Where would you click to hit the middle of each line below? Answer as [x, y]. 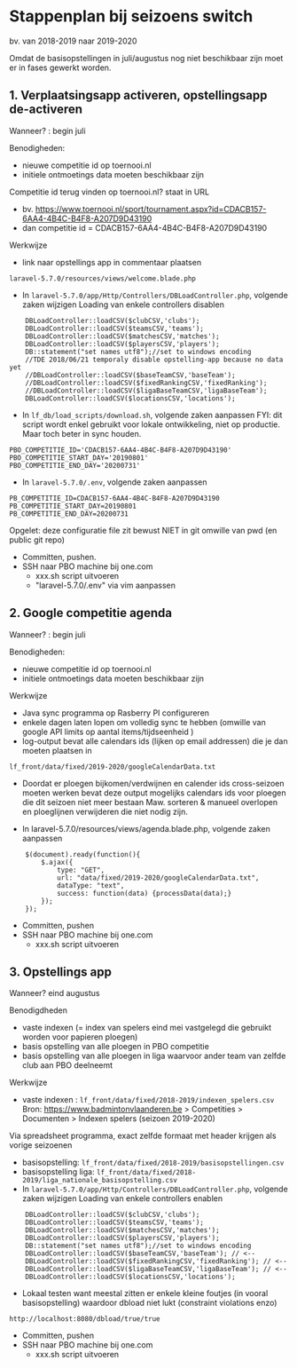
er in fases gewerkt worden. [60, 67]
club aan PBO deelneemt [67, 1065]
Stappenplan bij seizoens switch [131, 16]
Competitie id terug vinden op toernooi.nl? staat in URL [109, 192]
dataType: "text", [90, 885]
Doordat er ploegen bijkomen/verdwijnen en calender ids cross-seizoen [153, 783]
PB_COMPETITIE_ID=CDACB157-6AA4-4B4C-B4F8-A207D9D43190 [114, 498]
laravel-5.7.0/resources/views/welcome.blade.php [103, 278]
